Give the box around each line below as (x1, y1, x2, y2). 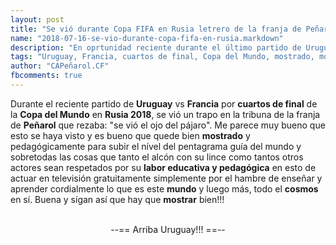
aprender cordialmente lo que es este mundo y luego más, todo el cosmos (10, 182, 319, 195)
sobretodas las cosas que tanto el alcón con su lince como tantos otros (10, 151, 304, 163)
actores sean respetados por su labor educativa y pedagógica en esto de (10, 161, 317, 173)
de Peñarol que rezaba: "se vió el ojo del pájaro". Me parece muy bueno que (10, 119, 326, 131)
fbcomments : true (10, 71, 83, 81)
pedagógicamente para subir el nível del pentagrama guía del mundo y (10, 140, 302, 152)
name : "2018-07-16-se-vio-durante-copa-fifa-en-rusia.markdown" (10, 33, 284, 43)
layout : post (10, 14, 65, 25)
